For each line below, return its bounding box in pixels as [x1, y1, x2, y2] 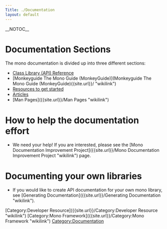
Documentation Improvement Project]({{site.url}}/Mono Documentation [12, 147, 159, 153]
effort [5, 125, 30, 137]
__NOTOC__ [5, 26, 29, 32]
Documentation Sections [5, 43, 111, 55]
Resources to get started [12, 86, 64, 92]
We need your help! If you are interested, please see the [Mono [12, 142, 143, 148]
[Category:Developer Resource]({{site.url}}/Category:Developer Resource [5, 207, 158, 213]
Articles [12, 91, 29, 97]
